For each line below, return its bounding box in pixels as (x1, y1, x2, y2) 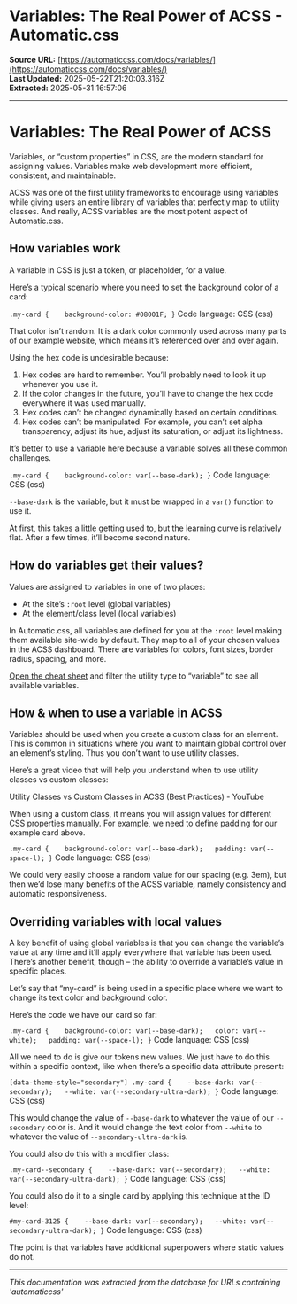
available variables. (9, 679, 80, 690)
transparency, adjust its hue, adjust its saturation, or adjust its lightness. (21, 425, 284, 436)
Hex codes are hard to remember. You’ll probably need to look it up (21, 369, 267, 380)
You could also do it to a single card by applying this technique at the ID (9, 1191, 270, 1201)
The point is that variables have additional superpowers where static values (9, 1242, 285, 1253)
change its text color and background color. (9, 992, 168, 1003)
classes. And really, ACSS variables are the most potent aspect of (9, 206, 248, 216)
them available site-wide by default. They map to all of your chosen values (9, 634, 280, 645)
